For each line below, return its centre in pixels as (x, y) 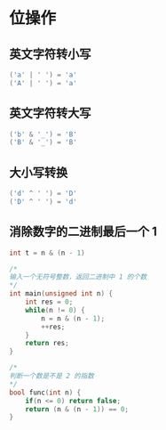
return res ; (47, 344)
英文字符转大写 (50, 114)
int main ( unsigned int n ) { (61, 294)
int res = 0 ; (49, 302)
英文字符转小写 (50, 54)
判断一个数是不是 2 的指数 (52, 376)
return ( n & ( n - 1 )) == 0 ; (77, 409)
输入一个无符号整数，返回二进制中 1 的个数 (78, 277)
